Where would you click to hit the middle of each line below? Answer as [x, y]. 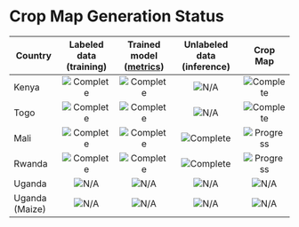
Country [33, 55]
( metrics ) [144, 67]
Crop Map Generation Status [117, 16]
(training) [87, 67]
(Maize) [30, 208]
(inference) [206, 67]
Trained [144, 44]
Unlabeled [206, 44]
